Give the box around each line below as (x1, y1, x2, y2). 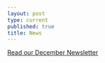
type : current (7, 17, 49, 24)
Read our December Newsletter (7, 48, 99, 57)
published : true (7, 23, 55, 30)
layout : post (7, 10, 45, 17)
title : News (7, 29, 42, 37)
